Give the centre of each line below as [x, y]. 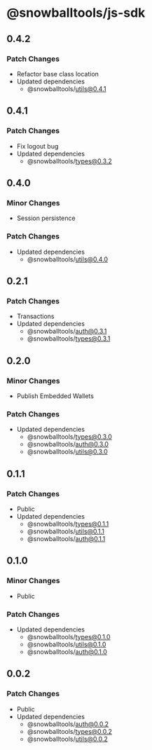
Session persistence [46, 218]
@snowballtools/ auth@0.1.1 [66, 538]
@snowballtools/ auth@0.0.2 [68, 724]
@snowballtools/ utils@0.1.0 [67, 644]
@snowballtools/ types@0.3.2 [70, 161]
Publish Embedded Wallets [55, 396]
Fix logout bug [37, 146]
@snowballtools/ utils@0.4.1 [67, 88]
